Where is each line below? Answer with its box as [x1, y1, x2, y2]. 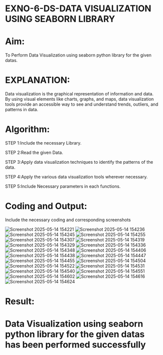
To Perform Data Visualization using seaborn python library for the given [5, 52, 152, 58]
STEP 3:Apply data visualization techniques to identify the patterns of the [5, 159, 153, 165]
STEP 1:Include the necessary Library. [5, 140, 82, 146]
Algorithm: [5, 124, 50, 135]
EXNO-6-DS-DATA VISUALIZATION [5, 3, 151, 14]
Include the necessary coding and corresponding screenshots [5, 217, 131, 223]
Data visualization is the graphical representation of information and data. [5, 91, 154, 97]
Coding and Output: [5, 201, 87, 212]
